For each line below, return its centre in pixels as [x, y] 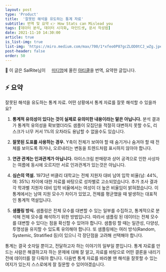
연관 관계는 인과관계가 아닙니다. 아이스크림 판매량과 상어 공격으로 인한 [79, 159]
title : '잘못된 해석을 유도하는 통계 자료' [44, 19]
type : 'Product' [22, 14]
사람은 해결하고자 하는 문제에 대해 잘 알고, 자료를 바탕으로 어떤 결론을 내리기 [87, 252]
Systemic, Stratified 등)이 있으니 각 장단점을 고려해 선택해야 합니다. [78, 235]
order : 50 [15, 56]
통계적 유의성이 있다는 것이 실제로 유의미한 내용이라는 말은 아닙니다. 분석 [82, 119]
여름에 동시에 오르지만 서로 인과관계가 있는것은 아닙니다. [72, 165]
